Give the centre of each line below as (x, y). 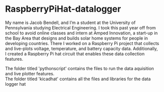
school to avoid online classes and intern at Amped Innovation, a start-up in (82, 33)
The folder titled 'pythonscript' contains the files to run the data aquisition (80, 68)
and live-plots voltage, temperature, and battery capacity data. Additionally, (82, 48)
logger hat (15, 84)
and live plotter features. (30, 73)
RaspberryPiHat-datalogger (63, 9)
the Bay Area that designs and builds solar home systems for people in (77, 38)
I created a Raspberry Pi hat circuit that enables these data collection (75, 54)
